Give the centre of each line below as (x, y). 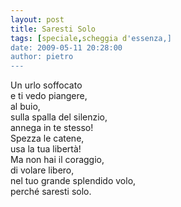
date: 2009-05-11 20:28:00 (66, 47)
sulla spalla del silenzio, (59, 117)
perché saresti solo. (51, 192)
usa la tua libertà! (46, 149)
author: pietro (42, 57)
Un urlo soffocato (46, 85)
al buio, (25, 107)
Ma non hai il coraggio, (57, 160)
